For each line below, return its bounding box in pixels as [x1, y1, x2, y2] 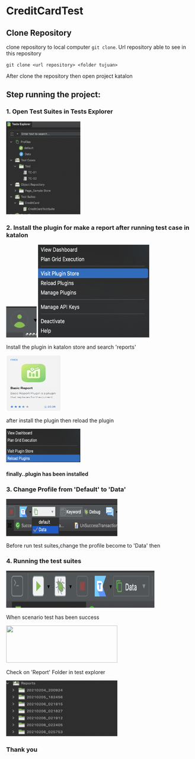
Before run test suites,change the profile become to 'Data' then [6, 542, 161, 549]
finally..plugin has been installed [6, 470, 89, 477]
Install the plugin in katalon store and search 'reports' [6, 343, 136, 350]
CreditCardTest [6, 4, 84, 18]
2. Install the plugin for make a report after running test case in [6, 223, 190, 232]
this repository [6, 50, 41, 57]
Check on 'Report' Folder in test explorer [6, 669, 106, 676]
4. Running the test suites [6, 556, 82, 565]
